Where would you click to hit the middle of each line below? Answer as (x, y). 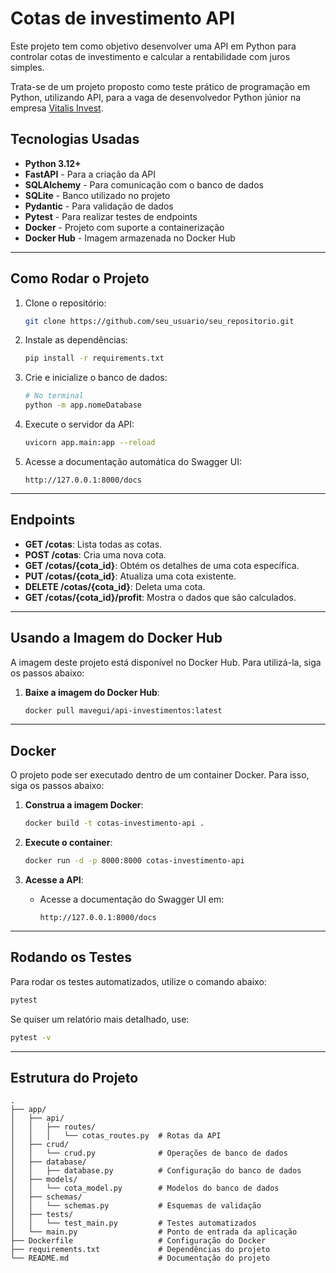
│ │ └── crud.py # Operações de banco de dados (149, 1153)
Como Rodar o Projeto (80, 278)
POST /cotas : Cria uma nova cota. (95, 554)
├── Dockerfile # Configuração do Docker (138, 1241)
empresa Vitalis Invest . (57, 108)
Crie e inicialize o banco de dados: (96, 378)
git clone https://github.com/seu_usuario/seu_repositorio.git (159, 321)
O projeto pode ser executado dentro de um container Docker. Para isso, (160, 775)
